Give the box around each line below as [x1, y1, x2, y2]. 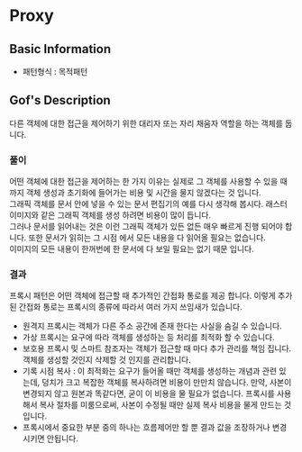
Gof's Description [9, 93, 111, 108]
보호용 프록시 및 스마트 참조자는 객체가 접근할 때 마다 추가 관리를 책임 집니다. [22, 343, 292, 354]
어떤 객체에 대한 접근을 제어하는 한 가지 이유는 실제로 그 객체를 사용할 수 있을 [9, 176, 279, 187]
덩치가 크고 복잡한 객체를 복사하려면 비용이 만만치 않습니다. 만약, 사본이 [41, 377, 292, 388]
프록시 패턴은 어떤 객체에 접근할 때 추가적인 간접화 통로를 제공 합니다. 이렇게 [9, 290, 277, 302]
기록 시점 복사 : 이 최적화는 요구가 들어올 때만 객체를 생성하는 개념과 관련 [22, 366, 278, 376]
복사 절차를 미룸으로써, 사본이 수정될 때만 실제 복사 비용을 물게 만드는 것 [39, 400, 292, 411]
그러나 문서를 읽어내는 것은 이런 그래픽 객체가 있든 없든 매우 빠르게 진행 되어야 [9, 221, 284, 232]
